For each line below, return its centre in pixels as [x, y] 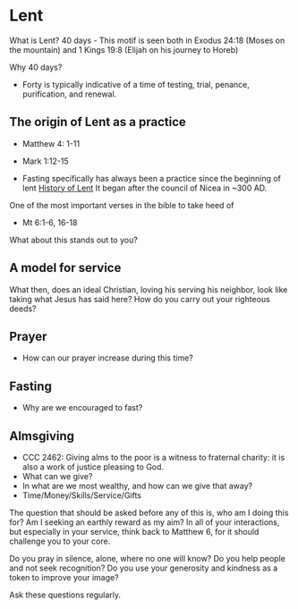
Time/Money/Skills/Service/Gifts [81, 495]
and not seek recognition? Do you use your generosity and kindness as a [144, 568]
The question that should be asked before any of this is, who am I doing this [149, 512]
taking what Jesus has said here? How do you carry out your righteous [140, 299]
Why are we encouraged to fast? [82, 408]
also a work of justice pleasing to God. [93, 467]
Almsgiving [42, 436]
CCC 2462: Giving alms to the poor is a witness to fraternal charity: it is [153, 457]
